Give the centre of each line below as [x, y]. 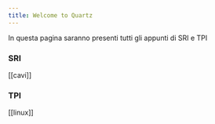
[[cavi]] [20, 75]
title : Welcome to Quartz [50, 15]
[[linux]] [21, 113]
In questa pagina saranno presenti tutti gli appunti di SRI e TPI [108, 38]
